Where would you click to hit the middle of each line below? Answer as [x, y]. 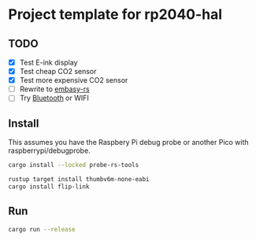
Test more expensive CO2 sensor [74, 80]
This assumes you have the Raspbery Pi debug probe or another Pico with [129, 143]
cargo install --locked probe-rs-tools [74, 165]
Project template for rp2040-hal [115, 15]
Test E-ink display [48, 62]
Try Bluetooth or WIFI [54, 98]
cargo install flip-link [49, 187]
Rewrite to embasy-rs [54, 89]
